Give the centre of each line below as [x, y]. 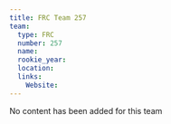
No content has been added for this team [86, 110]
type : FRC [36, 34]
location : [36, 69]
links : [30, 77]
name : [28, 52]
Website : [42, 85]
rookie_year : [42, 60]
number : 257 [40, 43]
